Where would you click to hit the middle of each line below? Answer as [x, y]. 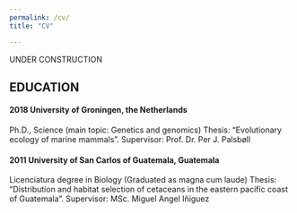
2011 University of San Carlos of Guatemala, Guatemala [114, 160]
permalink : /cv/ [39, 17]
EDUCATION [44, 87]
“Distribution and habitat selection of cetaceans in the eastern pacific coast [149, 190]
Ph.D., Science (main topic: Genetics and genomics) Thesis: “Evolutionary [146, 130]
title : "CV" [31, 26]
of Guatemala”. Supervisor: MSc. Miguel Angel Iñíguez [109, 199]
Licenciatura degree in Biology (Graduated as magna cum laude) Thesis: [143, 180]
